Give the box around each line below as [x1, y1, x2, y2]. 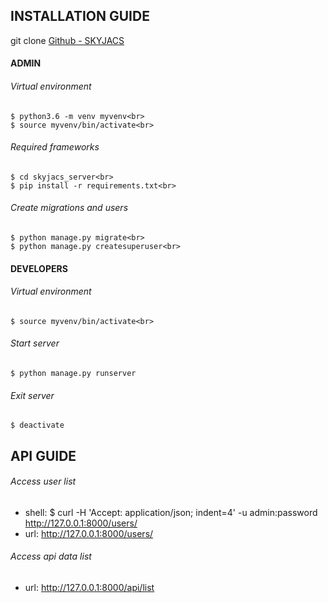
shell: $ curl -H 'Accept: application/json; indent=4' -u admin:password [24, 506, 318, 518]
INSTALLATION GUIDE [10, 8, 150, 25]
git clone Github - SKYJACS [10, 34, 125, 46]
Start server [10, 337, 60, 349]
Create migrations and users [10, 202, 129, 214]
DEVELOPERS [10, 262, 68, 274]
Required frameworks [10, 141, 100, 153]
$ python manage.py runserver [10, 369, 137, 379]
